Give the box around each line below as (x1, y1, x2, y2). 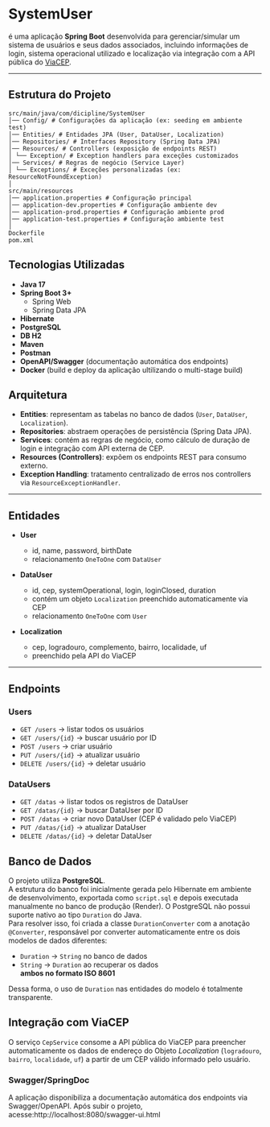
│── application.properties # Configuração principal (8, 194, 193, 202)
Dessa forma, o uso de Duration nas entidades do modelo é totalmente (8, 984, 243, 993)
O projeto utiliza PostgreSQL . (8, 875, 106, 885)
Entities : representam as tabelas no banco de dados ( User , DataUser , (19, 410, 247, 419)
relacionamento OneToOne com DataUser (31, 555, 162, 564)
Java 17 (19, 279, 46, 289)
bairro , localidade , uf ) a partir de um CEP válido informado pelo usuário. (8, 1054, 251, 1063)
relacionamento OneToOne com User (31, 611, 147, 621)
